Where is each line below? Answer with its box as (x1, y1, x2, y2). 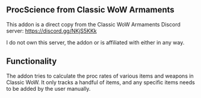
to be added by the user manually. (6, 85, 91, 92)
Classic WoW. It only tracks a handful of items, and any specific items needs (6, 78, 196, 86)
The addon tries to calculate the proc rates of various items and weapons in (6, 72, 194, 79)
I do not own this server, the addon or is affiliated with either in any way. (6, 38, 185, 46)
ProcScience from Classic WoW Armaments (6, 5, 175, 15)
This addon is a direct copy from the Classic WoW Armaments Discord (6, 20, 181, 28)
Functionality (6, 57, 57, 67)
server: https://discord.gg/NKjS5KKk (6, 27, 97, 34)
